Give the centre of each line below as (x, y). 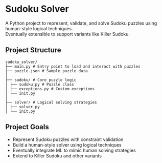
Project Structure (33, 50)
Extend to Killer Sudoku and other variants (57, 156)
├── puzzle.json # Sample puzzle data (47, 71)
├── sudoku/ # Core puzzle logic (41, 80)
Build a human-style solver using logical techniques (67, 145)
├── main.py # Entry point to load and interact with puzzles (73, 66)
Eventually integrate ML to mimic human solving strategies (74, 150)
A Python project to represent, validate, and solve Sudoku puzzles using (81, 23)
